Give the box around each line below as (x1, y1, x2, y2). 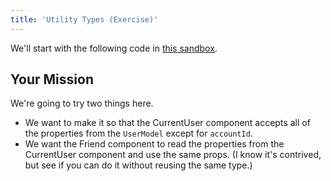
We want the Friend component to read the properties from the (24, 138, 285, 150)
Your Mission (10, 71, 94, 88)
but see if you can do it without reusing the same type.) (24, 159, 253, 171)
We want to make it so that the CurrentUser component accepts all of (24, 117, 311, 129)
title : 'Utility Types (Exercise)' (10, 14, 159, 25)
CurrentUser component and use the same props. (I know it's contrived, (24, 149, 322, 161)
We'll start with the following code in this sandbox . (10, 42, 218, 54)
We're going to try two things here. (10, 97, 154, 110)
